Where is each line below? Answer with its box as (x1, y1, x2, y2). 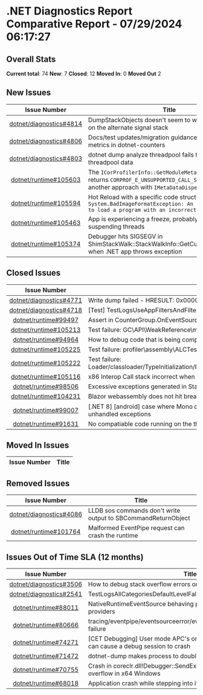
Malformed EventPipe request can (88, 524, 185, 532)
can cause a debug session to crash (88, 642, 191, 651)
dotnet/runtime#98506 (13, 382, 79, 391)
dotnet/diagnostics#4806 (9, 137, 83, 145)
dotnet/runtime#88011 (13, 604, 79, 612)
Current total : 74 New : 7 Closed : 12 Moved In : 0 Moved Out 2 (6, 70, 161, 77)
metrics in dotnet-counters (88, 140, 166, 149)
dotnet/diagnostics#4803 (9, 154, 83, 163)
